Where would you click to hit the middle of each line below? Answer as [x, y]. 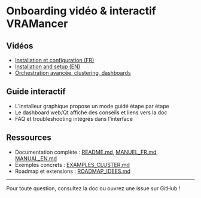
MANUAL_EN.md [36, 158]
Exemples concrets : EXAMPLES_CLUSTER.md [72, 165]
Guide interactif [36, 92]
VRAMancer [37, 24]
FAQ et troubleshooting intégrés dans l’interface [74, 118]
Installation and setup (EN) [48, 66]
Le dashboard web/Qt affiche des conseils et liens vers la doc [91, 112]
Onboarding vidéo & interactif [81, 11]
